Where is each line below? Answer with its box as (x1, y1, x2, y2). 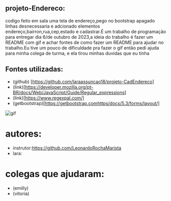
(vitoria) (12, 190, 30, 196)
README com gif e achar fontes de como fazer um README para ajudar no (5, 39, 164, 45)
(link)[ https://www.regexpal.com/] (12, 94, 84, 101)
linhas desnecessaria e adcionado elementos (5, 23, 101, 29)
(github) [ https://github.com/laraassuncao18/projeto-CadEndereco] (12, 79, 154, 85)
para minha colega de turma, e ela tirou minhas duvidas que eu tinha (5, 50, 150, 56)
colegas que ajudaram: (5, 168, 105, 180)
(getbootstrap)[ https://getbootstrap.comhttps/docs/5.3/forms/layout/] (12, 100, 160, 106)
